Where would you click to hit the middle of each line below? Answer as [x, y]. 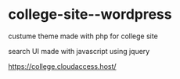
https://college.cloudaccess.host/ [62, 66]
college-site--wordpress [90, 14]
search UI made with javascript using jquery [79, 51]
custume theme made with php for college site [83, 36]
